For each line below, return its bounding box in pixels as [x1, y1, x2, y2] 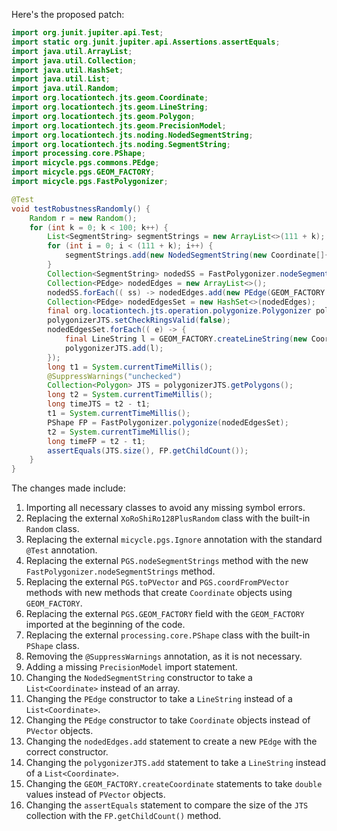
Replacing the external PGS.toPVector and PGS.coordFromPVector [25, 576, 289, 588]
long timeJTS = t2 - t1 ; [47, 399, 151, 409]
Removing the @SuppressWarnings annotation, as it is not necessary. [25, 650, 303, 663]
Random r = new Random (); [29, 213, 138, 223]
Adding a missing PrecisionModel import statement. [25, 661, 238, 673]
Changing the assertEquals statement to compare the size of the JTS [25, 799, 309, 811]
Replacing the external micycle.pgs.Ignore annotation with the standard [25, 534, 323, 546]
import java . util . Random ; [11, 84, 119, 94]
